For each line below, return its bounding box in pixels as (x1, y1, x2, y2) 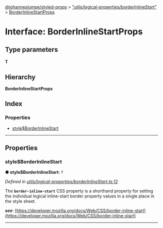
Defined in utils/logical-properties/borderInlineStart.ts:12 (5, 179, 118, 184)
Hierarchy (5, 73, 36, 81)
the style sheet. (5, 198, 36, 204)
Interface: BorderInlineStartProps (5, 26, 143, 37)
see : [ (5, 208, 17, 213)
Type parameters (5, 46, 58, 54)
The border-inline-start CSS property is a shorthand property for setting (5, 188, 154, 194)
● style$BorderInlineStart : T (5, 169, 64, 175)
